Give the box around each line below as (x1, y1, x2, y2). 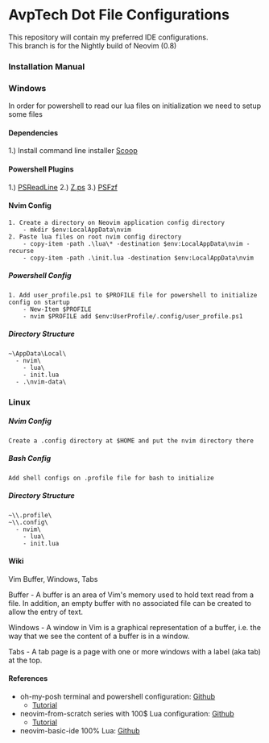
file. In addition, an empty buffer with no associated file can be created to (8, 598, 252, 608)
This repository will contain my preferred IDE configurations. (8, 32, 209, 42)
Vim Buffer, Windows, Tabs (8, 574, 98, 583)
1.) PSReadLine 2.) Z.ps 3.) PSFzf (8, 182, 118, 192)
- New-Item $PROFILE (23, 305, 92, 313)
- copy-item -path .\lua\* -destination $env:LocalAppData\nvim (23, 239, 243, 247)
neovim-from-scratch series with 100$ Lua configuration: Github (19, 708, 234, 718)
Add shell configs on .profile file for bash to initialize (8, 474, 215, 482)
